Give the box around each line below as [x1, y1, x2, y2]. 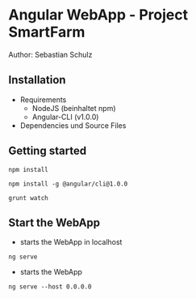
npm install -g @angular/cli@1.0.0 [8, 180, 128, 188]
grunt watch [8, 194, 48, 202]
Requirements [19, 95, 67, 105]
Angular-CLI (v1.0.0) [31, 112, 99, 122]
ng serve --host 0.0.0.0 [8, 283, 92, 291]
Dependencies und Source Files [19, 120, 127, 130]
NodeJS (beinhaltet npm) [31, 103, 116, 113]
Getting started [8, 144, 87, 158]
